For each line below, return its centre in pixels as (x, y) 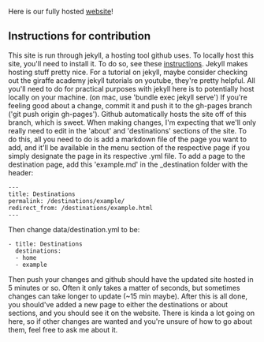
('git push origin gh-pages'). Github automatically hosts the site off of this (127, 114)
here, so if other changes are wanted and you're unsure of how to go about (130, 321)
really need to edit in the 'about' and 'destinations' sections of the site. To (127, 130)
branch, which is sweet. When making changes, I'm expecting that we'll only (132, 122)
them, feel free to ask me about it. (63, 329)
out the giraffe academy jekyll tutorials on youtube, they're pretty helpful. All (132, 80)
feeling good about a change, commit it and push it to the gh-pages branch (130, 105)
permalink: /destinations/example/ (67, 201)
